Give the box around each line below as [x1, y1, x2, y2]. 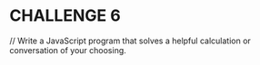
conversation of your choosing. [9, 44, 127, 55]
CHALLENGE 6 [9, 5, 121, 26]
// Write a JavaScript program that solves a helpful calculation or [9, 35, 252, 46]
